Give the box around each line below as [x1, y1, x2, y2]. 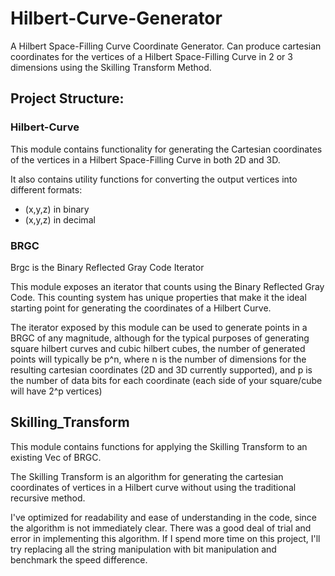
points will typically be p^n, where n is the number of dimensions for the [10, 353, 307, 365]
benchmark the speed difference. [10, 553, 148, 566]
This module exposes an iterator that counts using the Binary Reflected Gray [10, 280, 325, 292]
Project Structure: [10, 90, 125, 107]
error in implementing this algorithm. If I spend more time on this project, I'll [10, 532, 321, 544]
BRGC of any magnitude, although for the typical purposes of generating [10, 332, 310, 344]
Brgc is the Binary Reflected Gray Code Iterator [10, 261, 205, 273]
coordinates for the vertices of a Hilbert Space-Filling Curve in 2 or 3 [10, 50, 293, 62]
